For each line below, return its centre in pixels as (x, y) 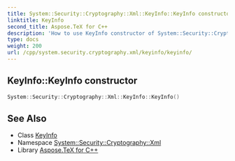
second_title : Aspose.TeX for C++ (58, 26)
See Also (27, 118)
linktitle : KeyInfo (36, 20)
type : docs (23, 40)
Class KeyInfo (37, 135)
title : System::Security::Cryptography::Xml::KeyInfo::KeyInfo (101, 14)
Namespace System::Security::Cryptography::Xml (89, 143)
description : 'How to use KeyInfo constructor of (81, 33)
